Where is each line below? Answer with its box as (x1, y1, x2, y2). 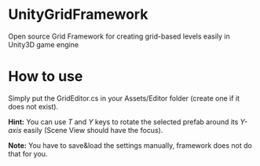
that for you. (8, 149, 48, 158)
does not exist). (8, 101, 59, 111)
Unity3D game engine (8, 39, 79, 49)
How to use (8, 68, 83, 86)
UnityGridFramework (8, 6, 148, 24)
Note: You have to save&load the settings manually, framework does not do (8, 140, 253, 150)
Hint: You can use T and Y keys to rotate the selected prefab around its (8, 116, 239, 127)
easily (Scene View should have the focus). (23, 125, 163, 135)
